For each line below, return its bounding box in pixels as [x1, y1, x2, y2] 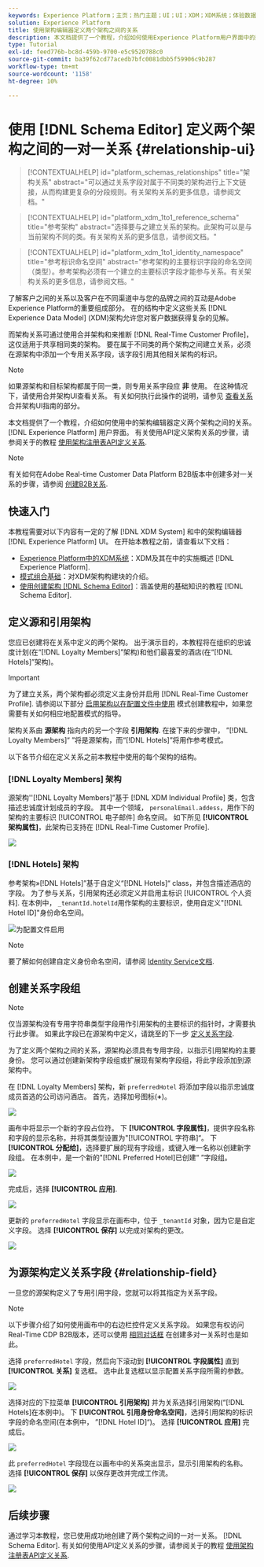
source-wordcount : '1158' [8, 70, 93, 78]
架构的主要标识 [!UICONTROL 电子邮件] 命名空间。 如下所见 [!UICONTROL [8, 813, 249, 822]
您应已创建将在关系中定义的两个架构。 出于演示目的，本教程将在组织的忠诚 [8, 638, 251, 647]
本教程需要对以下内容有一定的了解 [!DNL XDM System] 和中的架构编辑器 [8, 527, 242, 536]
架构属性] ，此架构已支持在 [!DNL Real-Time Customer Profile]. [8, 823, 210, 832]
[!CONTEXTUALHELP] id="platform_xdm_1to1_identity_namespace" [27, 248, 244, 257]
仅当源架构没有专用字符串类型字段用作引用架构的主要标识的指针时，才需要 [8, 1019, 249, 1029]
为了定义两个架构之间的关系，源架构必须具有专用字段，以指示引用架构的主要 [8, 1045, 256, 1055]
